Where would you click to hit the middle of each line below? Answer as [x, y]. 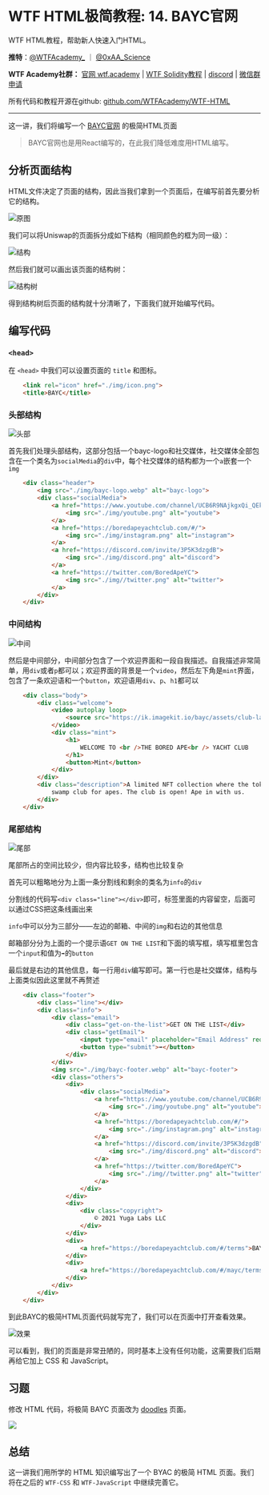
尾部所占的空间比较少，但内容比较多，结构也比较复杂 [96, 864]
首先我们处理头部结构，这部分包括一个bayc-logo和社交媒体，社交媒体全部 [130, 451]
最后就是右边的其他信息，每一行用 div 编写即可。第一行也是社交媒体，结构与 [133, 970]
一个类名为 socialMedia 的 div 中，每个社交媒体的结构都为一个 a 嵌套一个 [137, 461]
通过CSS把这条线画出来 [54, 908]
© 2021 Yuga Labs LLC [130, 1218]
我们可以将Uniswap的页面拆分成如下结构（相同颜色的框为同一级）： [119, 235]
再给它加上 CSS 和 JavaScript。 [61, 1361]
